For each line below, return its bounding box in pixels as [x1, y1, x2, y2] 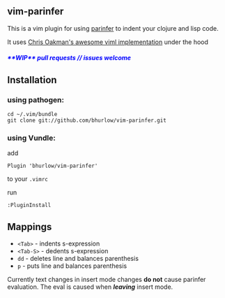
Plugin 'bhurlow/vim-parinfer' [7, 162, 98, 170]
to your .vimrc [7, 175, 49, 183]
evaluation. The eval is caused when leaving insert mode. [7, 283, 173, 291]
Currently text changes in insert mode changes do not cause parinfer [7, 276, 206, 284]
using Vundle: [7, 133, 56, 143]
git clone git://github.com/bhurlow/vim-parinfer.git [7, 117, 167, 125]
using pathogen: [7, 94, 65, 104]
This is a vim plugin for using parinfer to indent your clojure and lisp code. [7, 24, 219, 32]
